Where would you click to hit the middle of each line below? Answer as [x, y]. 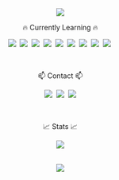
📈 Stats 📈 [60, 126]
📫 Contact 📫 [60, 76]
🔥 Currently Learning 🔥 [60, 27]
